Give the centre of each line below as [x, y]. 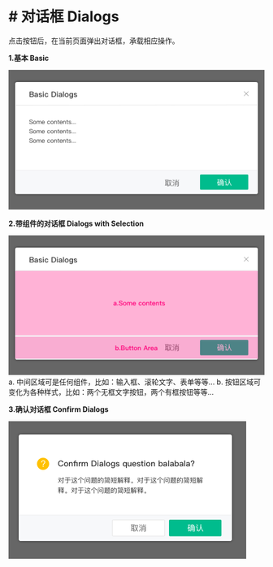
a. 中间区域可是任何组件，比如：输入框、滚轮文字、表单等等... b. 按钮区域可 [135, 382]
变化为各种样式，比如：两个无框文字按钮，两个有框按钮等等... [111, 392]
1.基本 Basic [29, 58]
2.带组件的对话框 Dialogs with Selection [76, 223]
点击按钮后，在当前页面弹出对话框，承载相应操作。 [94, 41]
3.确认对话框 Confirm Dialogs [58, 409]
